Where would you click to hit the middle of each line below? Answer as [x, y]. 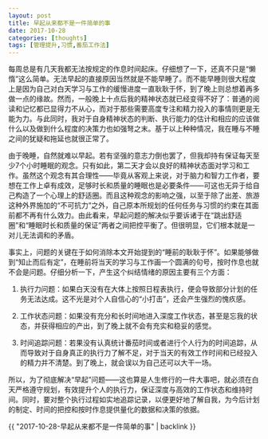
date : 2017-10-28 [37, 30]
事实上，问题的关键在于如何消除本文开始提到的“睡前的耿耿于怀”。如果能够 [130, 253]
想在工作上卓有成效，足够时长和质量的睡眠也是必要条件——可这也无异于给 [130, 186]
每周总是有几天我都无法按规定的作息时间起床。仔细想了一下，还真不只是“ [129, 69]
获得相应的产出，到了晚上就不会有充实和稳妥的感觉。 [128, 326]
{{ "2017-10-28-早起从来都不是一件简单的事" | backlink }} [102, 426]
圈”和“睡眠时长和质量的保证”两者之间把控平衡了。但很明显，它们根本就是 [128, 225]
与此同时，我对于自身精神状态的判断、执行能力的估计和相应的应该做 [148, 119]
